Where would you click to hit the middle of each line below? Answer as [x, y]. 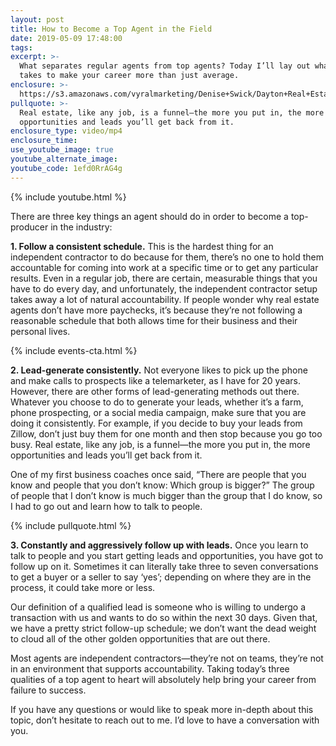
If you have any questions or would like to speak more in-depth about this [162, 709]
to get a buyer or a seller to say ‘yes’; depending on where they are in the [161, 577]
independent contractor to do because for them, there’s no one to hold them [167, 257]
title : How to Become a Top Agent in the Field [111, 29]
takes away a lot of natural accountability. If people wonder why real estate [165, 299]
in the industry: [81, 227]
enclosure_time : [44, 141]
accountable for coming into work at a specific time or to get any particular [164, 267]
